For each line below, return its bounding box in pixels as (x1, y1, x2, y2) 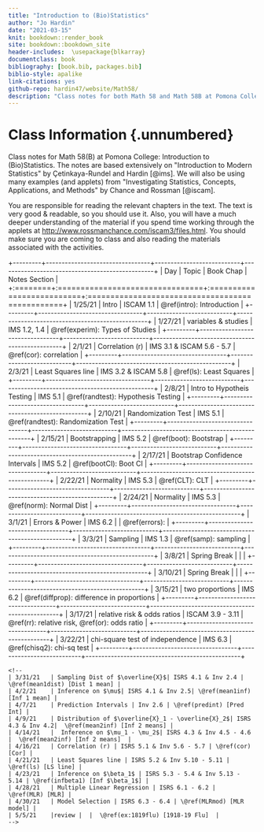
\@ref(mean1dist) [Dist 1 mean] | (8, 681, 122, 689)
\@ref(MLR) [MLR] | (8, 791, 72, 799)
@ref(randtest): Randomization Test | (8, 417, 128, 426)
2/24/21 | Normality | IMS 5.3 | (123, 492, 221, 502)
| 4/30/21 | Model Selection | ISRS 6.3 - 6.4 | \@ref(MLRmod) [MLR (8, 797, 244, 806)
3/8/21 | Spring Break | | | (164, 551, 246, 560)
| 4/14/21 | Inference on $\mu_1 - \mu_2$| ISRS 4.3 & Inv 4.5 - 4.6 (8, 729, 251, 737)
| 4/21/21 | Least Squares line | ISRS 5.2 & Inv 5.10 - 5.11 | (8, 756, 230, 764)
